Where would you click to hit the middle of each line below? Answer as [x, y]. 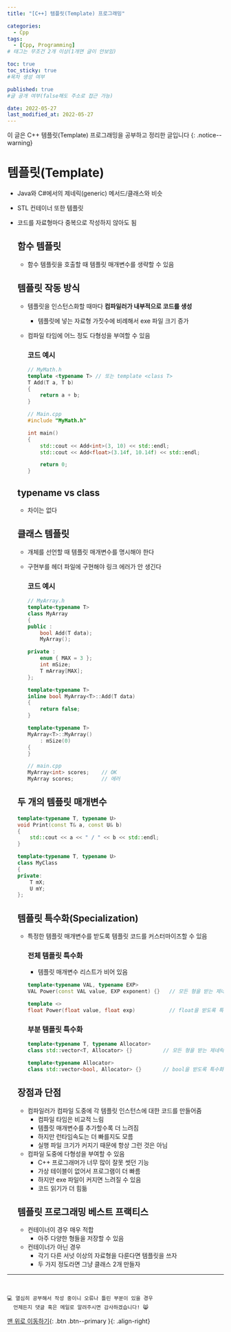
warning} [20, 143]
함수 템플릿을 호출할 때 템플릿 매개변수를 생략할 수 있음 [101, 264]
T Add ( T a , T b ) [51, 382]
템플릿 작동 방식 [48, 288]
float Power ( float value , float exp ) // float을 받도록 [122, 1011]
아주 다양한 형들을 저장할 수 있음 [81, 1238]
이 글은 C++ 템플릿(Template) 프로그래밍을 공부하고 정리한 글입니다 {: [101, 135]
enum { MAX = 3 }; [66, 658]
